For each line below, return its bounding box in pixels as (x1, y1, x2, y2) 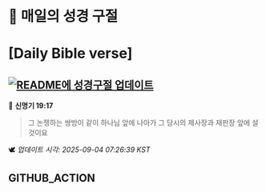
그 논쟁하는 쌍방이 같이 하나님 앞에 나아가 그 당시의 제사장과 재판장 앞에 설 (27, 118, 259, 128)
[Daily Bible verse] (8, 45, 133, 62)
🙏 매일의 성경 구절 (8, 7, 119, 26)
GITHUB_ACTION (8, 171, 96, 185)
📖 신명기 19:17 (8, 101, 54, 110)
